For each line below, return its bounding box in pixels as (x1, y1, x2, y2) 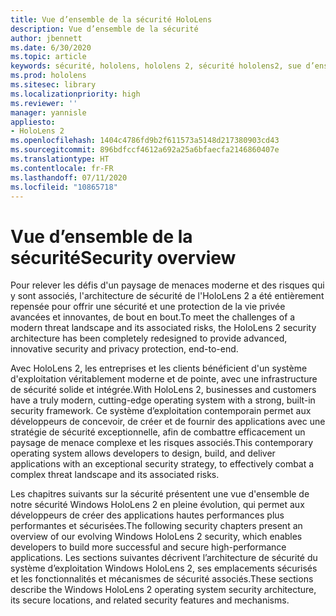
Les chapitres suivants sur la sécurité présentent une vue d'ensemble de (10, 488, 310, 500)
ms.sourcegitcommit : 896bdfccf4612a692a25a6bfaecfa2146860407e (10, 145, 280, 155)
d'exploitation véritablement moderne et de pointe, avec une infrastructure (10, 373, 318, 385)
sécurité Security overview (10, 246, 237, 269)
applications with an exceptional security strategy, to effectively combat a (10, 458, 315, 470)
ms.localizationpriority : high (10, 89, 141, 99)
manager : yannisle (10, 107, 87, 118)
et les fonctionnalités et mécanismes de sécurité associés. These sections (10, 573, 314, 585)
